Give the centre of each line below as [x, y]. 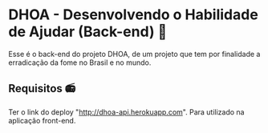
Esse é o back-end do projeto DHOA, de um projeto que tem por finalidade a [134, 54]
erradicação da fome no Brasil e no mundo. [80, 62]
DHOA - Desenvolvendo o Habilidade [133, 15]
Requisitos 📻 [42, 89]
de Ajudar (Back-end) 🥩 [88, 32]
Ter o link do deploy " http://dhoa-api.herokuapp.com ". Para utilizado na [126, 112]
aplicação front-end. [42, 120]
